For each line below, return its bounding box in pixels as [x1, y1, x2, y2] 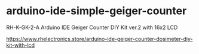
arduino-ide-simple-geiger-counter [6, 4, 187, 18]
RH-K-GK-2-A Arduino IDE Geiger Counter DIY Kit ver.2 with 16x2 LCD [6, 24, 178, 31]
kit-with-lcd [6, 42, 35, 49]
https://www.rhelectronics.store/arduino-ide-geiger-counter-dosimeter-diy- [6, 35, 193, 42]
